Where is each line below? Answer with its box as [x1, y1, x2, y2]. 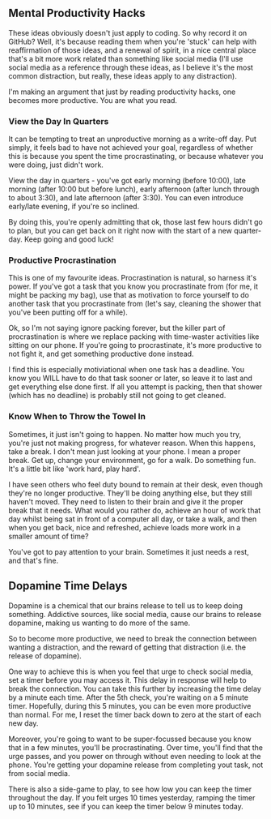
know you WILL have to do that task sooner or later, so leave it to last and [8, 373, 253, 384]
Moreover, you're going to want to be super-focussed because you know [8, 734, 252, 744]
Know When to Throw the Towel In [8, 411, 146, 422]
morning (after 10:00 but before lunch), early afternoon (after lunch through [8, 184, 260, 194]
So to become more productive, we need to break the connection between [8, 633, 257, 643]
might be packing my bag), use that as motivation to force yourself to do [8, 290, 249, 300]
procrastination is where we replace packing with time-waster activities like [8, 332, 260, 341]
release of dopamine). [8, 650, 83, 660]
